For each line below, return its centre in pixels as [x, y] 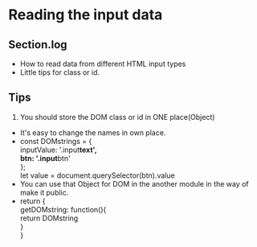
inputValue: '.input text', [59, 150]
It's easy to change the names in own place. [93, 132]
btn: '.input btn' [45, 158]
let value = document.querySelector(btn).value [97, 175]
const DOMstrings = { [56, 141]
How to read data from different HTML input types [103, 64]
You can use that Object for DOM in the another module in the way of [134, 183]
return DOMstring [49, 218]
